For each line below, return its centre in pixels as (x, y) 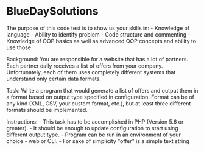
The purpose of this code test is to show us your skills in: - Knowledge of (98, 28)
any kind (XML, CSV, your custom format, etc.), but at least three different (99, 103)
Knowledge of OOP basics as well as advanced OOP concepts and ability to (101, 41)
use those (19, 47)
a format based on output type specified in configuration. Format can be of (100, 97)
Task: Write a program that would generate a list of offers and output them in (102, 90)
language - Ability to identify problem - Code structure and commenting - (98, 34)
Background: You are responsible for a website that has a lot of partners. (97, 59)
